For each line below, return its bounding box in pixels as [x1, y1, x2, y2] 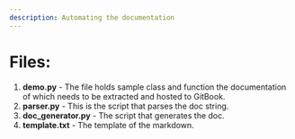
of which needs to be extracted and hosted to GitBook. [22, 91, 226, 101]
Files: [9, 51, 51, 72]
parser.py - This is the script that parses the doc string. [22, 100, 229, 111]
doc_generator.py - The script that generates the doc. [22, 109, 225, 121]
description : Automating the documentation [9, 13, 175, 22]
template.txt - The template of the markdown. [22, 119, 195, 130]
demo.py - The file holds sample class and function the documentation [22, 82, 287, 92]
